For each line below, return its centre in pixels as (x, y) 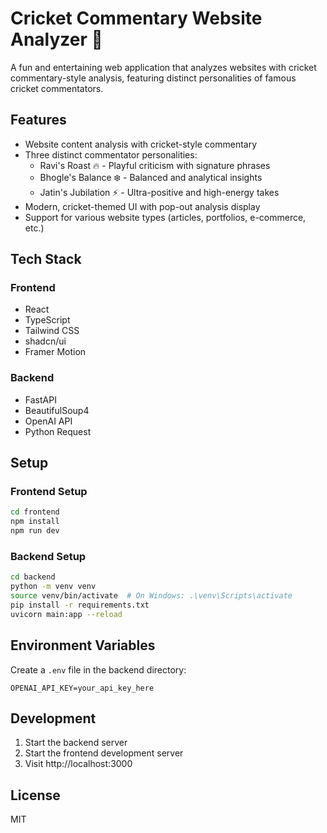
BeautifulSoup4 (57, 410)
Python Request (58, 431)
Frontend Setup (49, 492)
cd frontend (35, 512)
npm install (35, 522)
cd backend (33, 577)
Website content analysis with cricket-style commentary (141, 144)
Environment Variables (83, 645)
